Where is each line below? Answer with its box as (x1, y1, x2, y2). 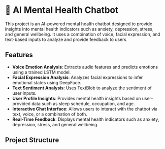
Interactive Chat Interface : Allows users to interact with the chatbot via (12, 106, 158, 112)
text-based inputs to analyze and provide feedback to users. (5, 37, 128, 42)
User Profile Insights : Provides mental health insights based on (12, 95, 141, 101)
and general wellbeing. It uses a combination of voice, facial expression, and (5, 31, 161, 37)
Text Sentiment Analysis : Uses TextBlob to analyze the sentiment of (12, 85, 152, 91)
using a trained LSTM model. (12, 69, 71, 75)
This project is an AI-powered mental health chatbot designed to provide (5, 21, 153, 27)
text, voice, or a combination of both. (12, 111, 88, 117)
